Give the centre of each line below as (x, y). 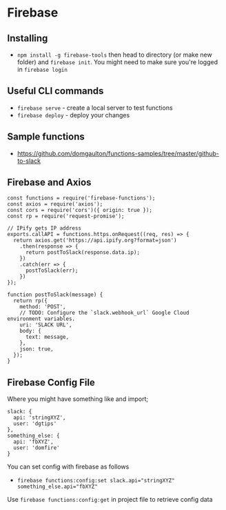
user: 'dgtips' (35, 424)
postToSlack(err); (52, 271)
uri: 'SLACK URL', (46, 325)
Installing (28, 38)
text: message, (47, 337)
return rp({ (31, 301)
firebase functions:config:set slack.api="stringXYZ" (96, 481)
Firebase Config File (51, 382)
